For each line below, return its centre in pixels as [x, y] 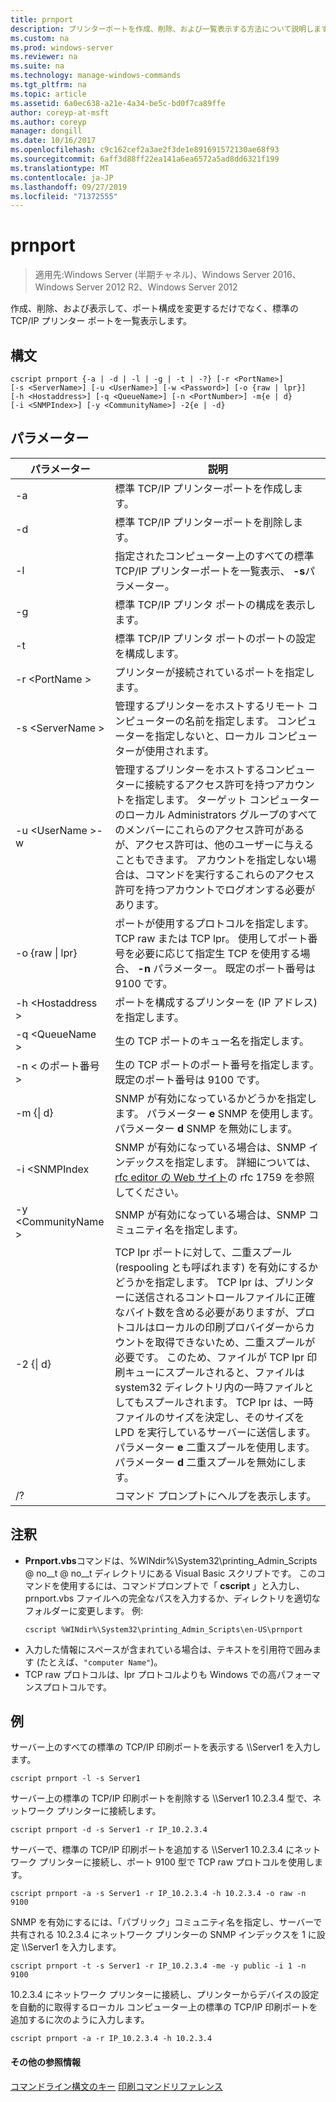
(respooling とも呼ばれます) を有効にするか [216, 1267]
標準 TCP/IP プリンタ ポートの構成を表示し [215, 604]
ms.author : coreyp [48, 122]
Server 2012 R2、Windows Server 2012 [156, 287]
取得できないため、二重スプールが [235, 1342]
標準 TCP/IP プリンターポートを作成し [203, 488]
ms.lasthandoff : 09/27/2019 [69, 187]
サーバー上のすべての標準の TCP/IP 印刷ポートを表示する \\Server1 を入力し [166, 1747]
